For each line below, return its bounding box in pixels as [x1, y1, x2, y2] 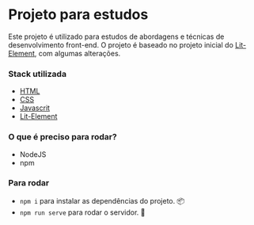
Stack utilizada [8, 68, 67, 79]
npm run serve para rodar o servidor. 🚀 [19, 208, 146, 217]
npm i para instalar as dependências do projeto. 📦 [19, 196, 185, 205]
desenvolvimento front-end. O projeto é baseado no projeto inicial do [8, 40, 233, 49]
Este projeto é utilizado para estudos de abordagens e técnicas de [8, 32, 225, 41]
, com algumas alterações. [34, 48, 121, 58]
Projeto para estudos [8, 6, 149, 24]
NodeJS [19, 149, 47, 159]
